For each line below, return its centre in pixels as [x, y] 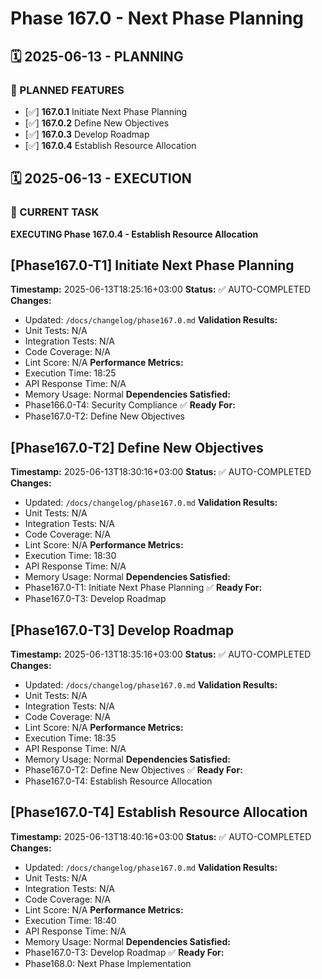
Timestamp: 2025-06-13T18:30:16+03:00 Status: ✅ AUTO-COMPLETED [161, 472]
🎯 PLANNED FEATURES [67, 90]
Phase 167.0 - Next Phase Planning [157, 18]
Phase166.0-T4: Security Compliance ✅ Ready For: [130, 405]
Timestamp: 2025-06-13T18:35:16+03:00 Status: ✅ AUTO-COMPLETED [161, 654]
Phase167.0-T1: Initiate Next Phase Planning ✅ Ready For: [143, 588]
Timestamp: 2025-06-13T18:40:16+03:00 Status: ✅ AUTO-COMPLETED [161, 836]
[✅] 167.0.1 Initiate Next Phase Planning [106, 111]
